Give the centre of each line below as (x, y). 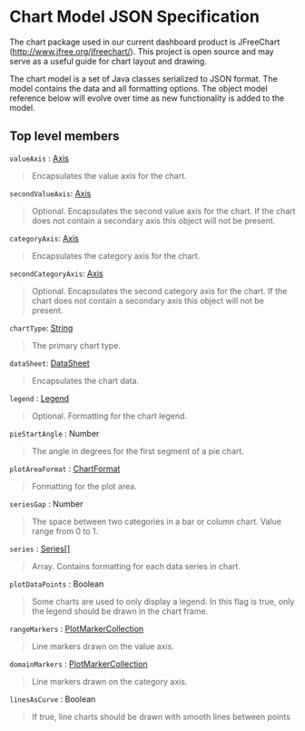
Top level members (64, 137)
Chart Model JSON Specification (135, 17)
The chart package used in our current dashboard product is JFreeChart (145, 42)
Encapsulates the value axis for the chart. (109, 175)
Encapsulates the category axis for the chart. (116, 255)
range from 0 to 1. (64, 531)
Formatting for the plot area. (84, 486)
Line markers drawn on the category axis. (109, 681)
